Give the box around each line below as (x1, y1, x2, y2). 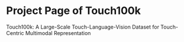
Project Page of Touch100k (6, 4, 141, 17)
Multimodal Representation (25, 29, 91, 36)
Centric (6, 29, 25, 36)
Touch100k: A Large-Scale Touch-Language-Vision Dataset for (6, 23, 160, 30)
